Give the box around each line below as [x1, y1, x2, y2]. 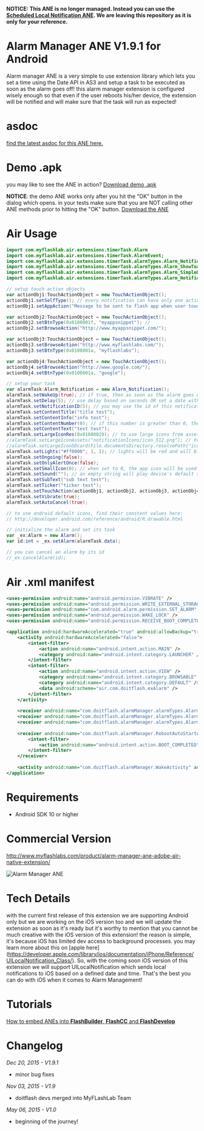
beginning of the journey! [15, 1118, 79, 1125]
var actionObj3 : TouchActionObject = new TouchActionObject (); [6, 337, 167, 343]
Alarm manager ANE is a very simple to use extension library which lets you [6, 72, 195, 80]
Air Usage [6, 227, 58, 241]
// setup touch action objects [6, 286, 86, 292]
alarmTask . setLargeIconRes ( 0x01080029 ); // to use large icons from [6, 431, 183, 438]
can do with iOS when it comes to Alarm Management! [6, 976, 143, 983]
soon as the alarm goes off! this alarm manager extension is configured [6, 85, 185, 92]
